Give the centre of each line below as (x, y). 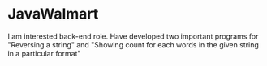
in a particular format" (45, 53)
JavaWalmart (53, 14)
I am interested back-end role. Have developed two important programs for (133, 36)
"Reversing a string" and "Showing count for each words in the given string (133, 44)
